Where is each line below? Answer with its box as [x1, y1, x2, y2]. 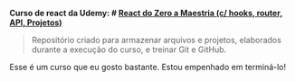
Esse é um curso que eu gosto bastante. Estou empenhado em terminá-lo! [9, 62, 287, 72]
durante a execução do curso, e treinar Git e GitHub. [31, 44, 227, 55]
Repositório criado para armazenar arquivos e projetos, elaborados [31, 35, 282, 45]
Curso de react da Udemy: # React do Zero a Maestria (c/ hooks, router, [9, 8, 283, 18]
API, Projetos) [9, 17, 62, 28]
